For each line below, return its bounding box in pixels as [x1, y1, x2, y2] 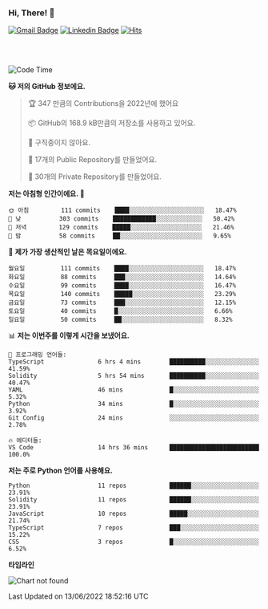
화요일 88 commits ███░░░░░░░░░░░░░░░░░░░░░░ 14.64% [8, 273, 237, 282]
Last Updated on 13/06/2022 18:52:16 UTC [8, 591, 149, 601]
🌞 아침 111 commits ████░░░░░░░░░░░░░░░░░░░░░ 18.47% [8, 206, 238, 215]
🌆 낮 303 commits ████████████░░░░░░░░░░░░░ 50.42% [8, 215, 235, 223]
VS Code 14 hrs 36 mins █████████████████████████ [8, 444, 260, 452]
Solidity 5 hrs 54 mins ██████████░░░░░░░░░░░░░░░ [8, 372, 260, 380]
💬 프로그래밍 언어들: [8, 351, 67, 359]
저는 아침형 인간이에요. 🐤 [8, 189, 86, 199]
